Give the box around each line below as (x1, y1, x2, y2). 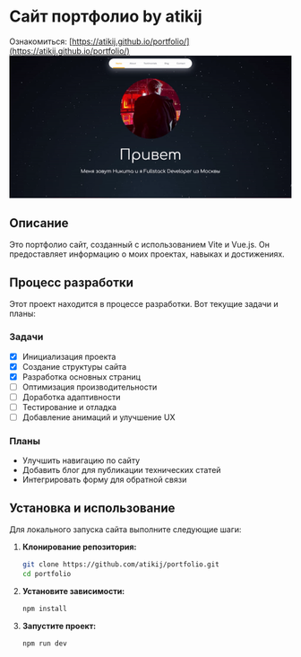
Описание (9, 215, 69, 231)
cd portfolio (21, 569, 72, 578)
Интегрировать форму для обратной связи (21, 474, 187, 486)
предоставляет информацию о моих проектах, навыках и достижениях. (9, 249, 285, 259)
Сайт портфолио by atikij (9, 6, 203, 27)
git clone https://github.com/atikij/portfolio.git (21, 560, 219, 569)
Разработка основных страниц (21, 371, 142, 382)
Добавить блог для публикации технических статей (21, 465, 221, 476)
